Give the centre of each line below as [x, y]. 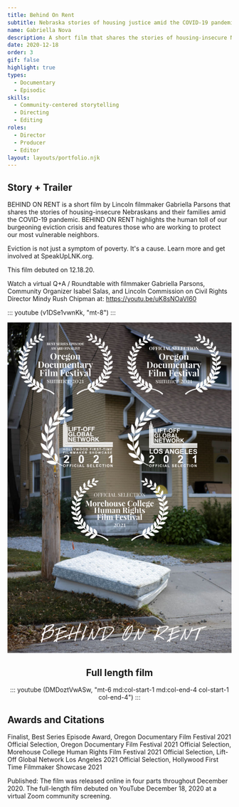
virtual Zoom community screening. [59, 796]
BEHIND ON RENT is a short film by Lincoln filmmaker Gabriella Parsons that [119, 205]
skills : [19, 97]
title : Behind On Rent [41, 15]
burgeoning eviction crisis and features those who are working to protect [114, 227]
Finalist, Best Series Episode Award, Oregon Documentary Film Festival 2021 [119, 737]
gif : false [23, 60]
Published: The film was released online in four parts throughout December [118, 781]
